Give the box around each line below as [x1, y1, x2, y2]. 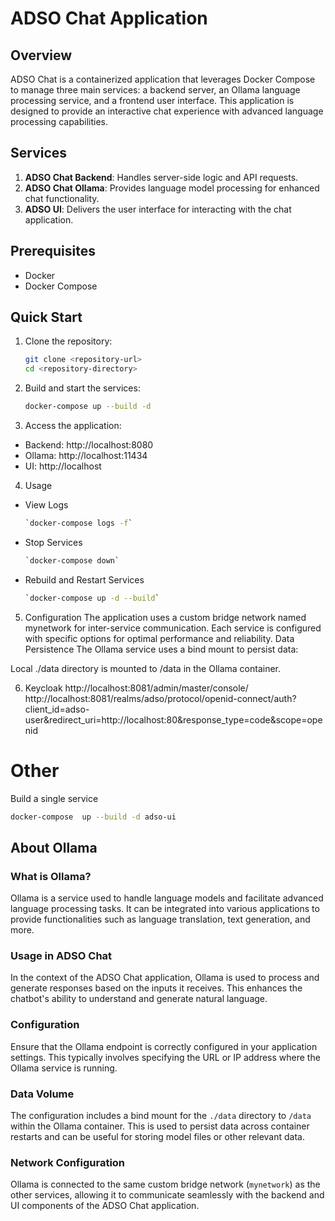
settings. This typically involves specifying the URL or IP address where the [10, 1051, 321, 1063]
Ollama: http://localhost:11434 [24, 450, 148, 462]
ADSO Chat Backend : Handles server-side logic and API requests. [24, 171, 299, 183]
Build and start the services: [24, 382, 141, 394]
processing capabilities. [10, 116, 108, 127]
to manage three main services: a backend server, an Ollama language [10, 84, 301, 96]
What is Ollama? [10, 869, 92, 883]
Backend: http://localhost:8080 [24, 439, 154, 451]
